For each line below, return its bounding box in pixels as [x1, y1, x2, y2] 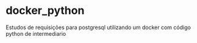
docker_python [5, 4, 85, 18]
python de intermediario [5, 30, 66, 37]
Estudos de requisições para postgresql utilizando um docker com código [5, 24, 192, 31]
